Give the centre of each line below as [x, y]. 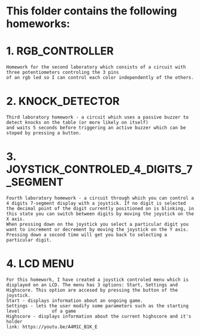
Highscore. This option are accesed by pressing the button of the [92, 290]
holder [14, 322]
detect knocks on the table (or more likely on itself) [77, 123]
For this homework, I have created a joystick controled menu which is [97, 280]
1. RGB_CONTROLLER [60, 51]
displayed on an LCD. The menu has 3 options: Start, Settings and [92, 285]
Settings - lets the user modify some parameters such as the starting [97, 306]
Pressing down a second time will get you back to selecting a [87, 235]
